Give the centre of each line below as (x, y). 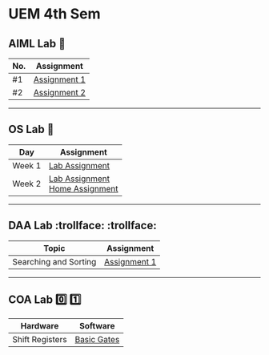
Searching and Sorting (54, 261)
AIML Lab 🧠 (37, 44)
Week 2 (27, 184)
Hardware (40, 326)
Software (97, 326)
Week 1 (27, 165)
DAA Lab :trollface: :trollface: (83, 226)
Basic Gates (97, 340)
